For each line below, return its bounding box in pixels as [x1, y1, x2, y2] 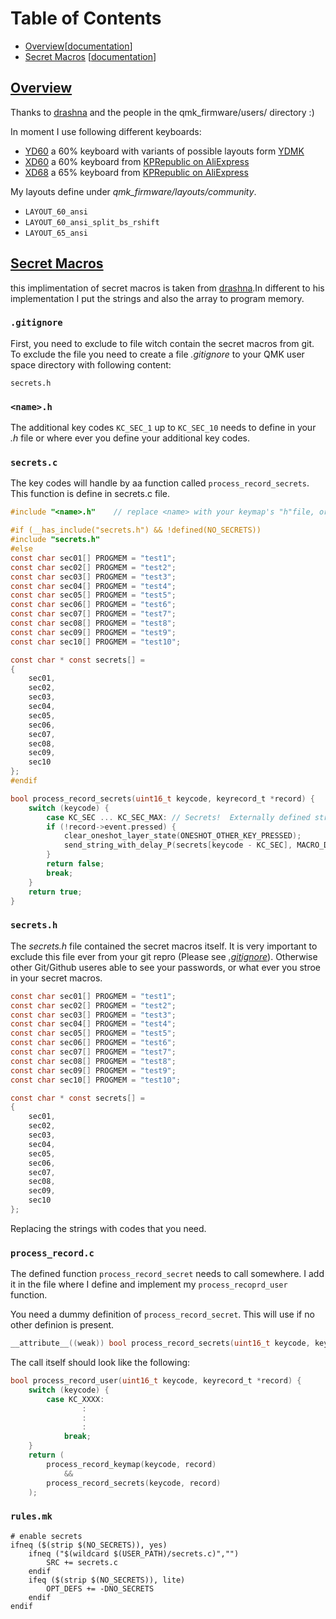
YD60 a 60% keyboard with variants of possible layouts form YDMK [24, 145, 305, 157]
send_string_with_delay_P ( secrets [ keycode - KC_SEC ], [63, 840, 293, 851]
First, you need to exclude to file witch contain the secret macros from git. [10, 337, 315, 349]
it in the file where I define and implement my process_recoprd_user [10, 1278, 288, 1291]
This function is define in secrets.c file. [10, 488, 171, 500]
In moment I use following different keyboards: [10, 125, 202, 137]
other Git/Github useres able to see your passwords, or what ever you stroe [10, 961, 322, 973]
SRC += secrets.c [46, 1557, 118, 1567]
